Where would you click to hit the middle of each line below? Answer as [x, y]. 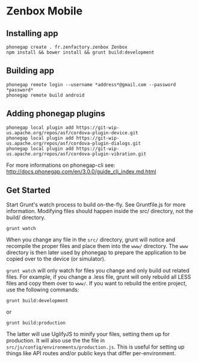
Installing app [32, 33]
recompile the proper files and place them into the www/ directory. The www [97, 246]
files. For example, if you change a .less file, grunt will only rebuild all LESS [99, 277]
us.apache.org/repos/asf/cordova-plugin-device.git [72, 133]
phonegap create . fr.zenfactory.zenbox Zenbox [67, 47]
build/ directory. [26, 217]
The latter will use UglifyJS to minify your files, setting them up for [88, 334]
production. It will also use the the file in [56, 341]
